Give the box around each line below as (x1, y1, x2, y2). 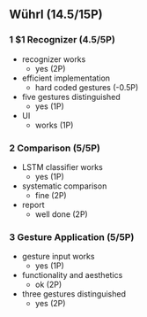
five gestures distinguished (21, 91, 121, 102)
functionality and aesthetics (21, 270, 123, 281)
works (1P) (34, 120, 74, 130)
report (21, 199, 46, 210)
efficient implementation (21, 73, 111, 83)
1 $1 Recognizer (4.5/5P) (9, 34, 116, 46)
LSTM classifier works (21, 161, 103, 172)
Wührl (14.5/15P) (9, 7, 103, 22)
